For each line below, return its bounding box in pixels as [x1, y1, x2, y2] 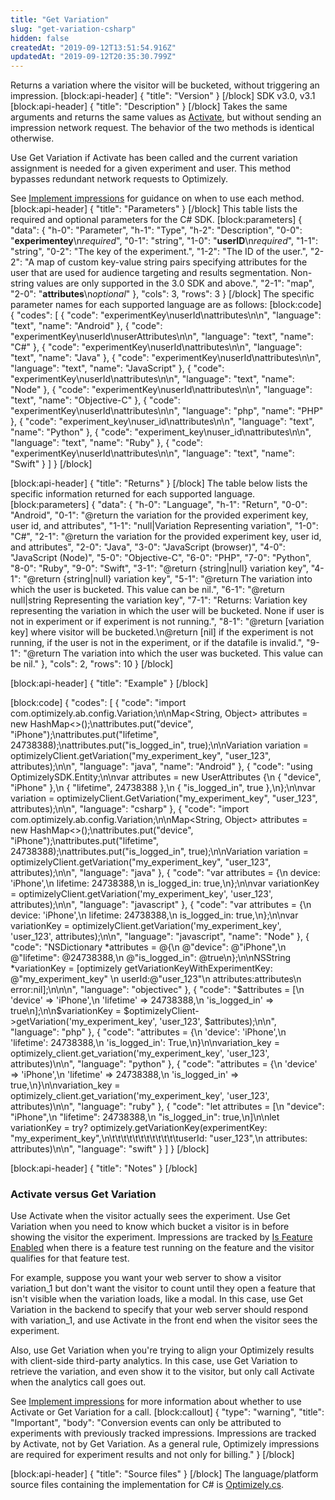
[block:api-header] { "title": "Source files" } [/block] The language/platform [10, 1468, 319, 1480]
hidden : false [10, 33, 70, 43]
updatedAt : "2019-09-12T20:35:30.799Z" [10, 52, 177, 62]
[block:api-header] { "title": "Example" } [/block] [10, 677, 209, 690]
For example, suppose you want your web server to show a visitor [10, 1272, 282, 1284]
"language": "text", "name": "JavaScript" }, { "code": [10, 362, 225, 375]
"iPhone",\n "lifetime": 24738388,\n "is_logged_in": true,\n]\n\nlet [10, 1111, 280, 1123]
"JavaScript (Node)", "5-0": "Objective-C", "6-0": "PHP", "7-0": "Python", [10, 552, 312, 564]
